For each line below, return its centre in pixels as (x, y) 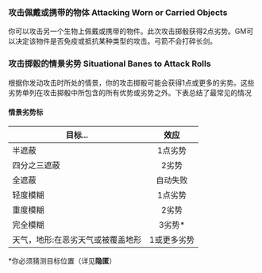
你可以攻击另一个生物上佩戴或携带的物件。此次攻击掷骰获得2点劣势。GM (127, 31)
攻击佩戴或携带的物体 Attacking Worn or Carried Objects (118, 12)
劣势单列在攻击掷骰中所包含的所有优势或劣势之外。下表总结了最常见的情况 (130, 92)
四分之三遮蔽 (37, 165)
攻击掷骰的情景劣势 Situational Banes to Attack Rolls (110, 63)
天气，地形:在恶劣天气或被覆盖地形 (77, 240)
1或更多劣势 (172, 240)
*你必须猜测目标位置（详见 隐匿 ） (62, 260)
